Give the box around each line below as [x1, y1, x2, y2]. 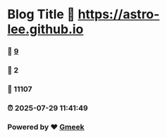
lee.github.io [7, 21, 84, 37]
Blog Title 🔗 [7, 6, 75, 23]
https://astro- [78, 6, 160, 23]
